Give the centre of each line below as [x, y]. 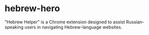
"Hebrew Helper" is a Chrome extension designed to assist [65, 22]
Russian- [135, 22]
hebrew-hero [32, 9]
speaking [14, 27]
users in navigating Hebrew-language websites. [73, 27]
